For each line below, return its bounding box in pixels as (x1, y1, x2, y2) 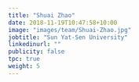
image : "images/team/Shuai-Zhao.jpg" (8, 26, 132, 34)
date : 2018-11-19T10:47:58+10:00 (8, 19, 118, 27)
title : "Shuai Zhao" (8, 11, 76, 20)
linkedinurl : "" (8, 41, 61, 48)
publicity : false (8, 48, 65, 55)
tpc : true (8, 55, 41, 63)
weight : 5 (8, 62, 41, 70)
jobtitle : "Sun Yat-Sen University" (8, 33, 128, 41)
